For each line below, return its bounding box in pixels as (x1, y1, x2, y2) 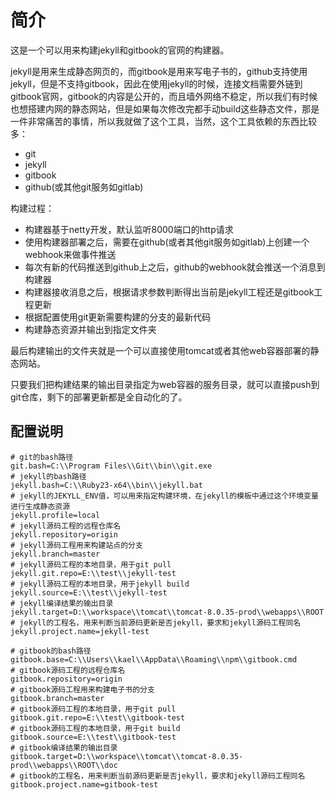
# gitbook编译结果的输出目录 (10, 742, 118, 753)
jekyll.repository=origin (10, 529, 118, 540)
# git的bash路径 (10, 452, 74, 462)
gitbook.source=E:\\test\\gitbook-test (10, 732, 177, 742)
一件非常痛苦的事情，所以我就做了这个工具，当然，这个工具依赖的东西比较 (10, 115, 317, 127)
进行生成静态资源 (10, 501, 71, 511)
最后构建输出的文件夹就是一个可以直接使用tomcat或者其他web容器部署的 (10, 344, 311, 356)
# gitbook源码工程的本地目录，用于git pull (10, 704, 177, 714)
